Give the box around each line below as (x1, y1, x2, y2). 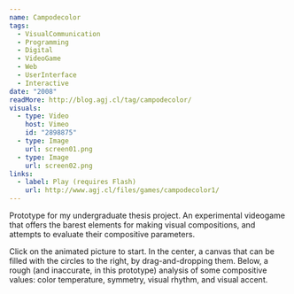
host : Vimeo (25, 120, 69, 129)
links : (9, 169, 34, 178)
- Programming (17, 37, 69, 47)
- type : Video (17, 112, 69, 120)
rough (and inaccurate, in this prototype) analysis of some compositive (9, 265, 267, 275)
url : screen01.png (25, 144, 93, 153)
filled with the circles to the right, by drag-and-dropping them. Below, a (9, 256, 268, 266)
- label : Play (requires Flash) (17, 178, 137, 187)
